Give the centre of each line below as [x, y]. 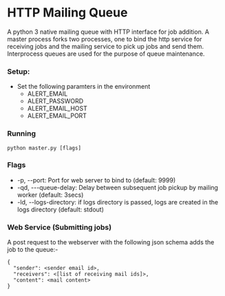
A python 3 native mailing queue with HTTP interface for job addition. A [108, 32]
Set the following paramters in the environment [84, 87]
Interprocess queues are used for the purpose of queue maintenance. [106, 54]
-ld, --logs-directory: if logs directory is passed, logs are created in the [118, 202]
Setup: [19, 72]
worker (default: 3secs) [50, 195]
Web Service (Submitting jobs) [60, 227]
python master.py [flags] [44, 148]
